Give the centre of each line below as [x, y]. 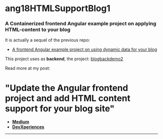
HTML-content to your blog [38, 30]
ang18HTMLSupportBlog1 [58, 8]
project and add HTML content [68, 98]
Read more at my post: [28, 68]
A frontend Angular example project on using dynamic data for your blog [85, 49]
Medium [21, 122]
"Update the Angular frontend [67, 88]
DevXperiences [28, 127]
